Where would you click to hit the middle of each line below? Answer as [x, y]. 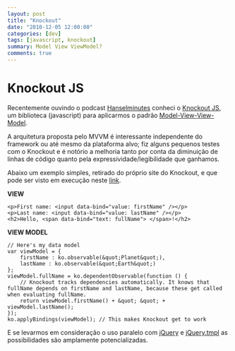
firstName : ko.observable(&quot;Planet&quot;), [93, 257]
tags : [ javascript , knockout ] [52, 40]
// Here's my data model [44, 245]
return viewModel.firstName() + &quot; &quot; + [93, 301]
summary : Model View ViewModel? [55, 47]
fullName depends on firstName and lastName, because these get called [115, 288]
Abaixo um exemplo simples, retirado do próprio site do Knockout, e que [113, 172]
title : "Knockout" [34, 20]
